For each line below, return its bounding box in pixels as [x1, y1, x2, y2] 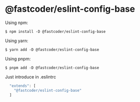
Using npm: [5, 20, 28, 25]
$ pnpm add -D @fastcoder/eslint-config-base [5, 65, 99, 70]
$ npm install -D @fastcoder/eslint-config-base [5, 29, 106, 34]
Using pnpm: [5, 55, 31, 62]
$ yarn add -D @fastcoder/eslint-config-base [5, 47, 99, 52]
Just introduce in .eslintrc [5, 74, 56, 79]
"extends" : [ [9, 83, 36, 88]
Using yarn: [5, 38, 28, 44]
